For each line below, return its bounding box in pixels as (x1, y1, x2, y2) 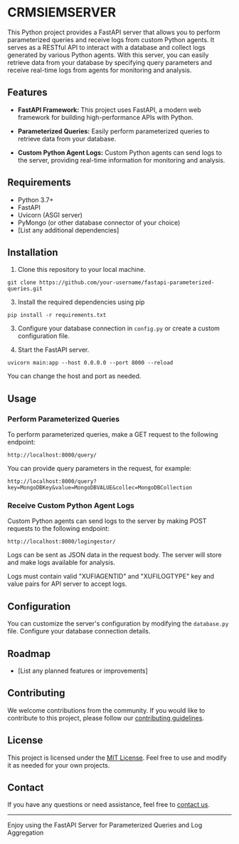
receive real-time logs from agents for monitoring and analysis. (7, 66, 192, 74)
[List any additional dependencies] (17, 225, 119, 234)
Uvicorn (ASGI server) (17, 210, 83, 219)
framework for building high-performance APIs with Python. (17, 113, 194, 121)
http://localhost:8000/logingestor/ (7, 538, 116, 546)
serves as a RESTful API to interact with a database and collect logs (7, 43, 206, 51)
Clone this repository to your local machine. (17, 265, 146, 274)
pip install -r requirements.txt (7, 312, 107, 319)
